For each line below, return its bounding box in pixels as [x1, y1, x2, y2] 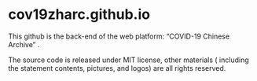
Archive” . [8, 39, 40, 49]
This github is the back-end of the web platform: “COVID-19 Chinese [8, 31, 230, 41]
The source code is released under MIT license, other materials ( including [8, 55, 249, 64]
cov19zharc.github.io [8, 6, 151, 24]
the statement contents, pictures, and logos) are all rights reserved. [8, 63, 226, 72]
